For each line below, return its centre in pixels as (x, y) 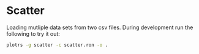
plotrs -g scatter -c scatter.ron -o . (57, 45)
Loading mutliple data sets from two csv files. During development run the (100, 27)
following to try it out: (33, 33)
